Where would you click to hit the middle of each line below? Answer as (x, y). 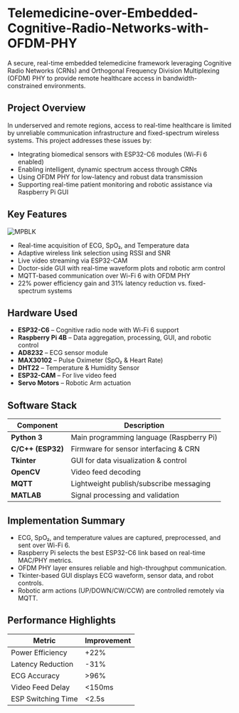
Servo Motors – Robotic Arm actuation (74, 383)
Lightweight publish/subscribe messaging (141, 484)
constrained (25, 85)
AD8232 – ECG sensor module (63, 353)
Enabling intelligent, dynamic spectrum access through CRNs (107, 169)
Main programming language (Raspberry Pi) (144, 438)
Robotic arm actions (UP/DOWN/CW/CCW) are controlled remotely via (121, 591)
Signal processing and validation (125, 495)
